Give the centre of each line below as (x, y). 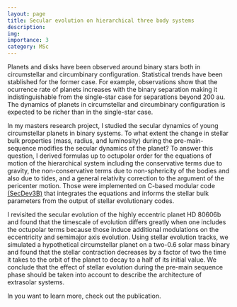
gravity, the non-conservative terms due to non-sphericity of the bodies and (118, 171)
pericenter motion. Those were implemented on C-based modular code (111, 186)
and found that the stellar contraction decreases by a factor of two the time (117, 252)
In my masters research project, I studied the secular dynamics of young (113, 126)
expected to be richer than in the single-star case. (80, 112)
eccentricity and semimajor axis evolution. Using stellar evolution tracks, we (118, 237)
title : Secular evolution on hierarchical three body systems (101, 21)
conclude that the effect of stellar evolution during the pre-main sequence (115, 267)
